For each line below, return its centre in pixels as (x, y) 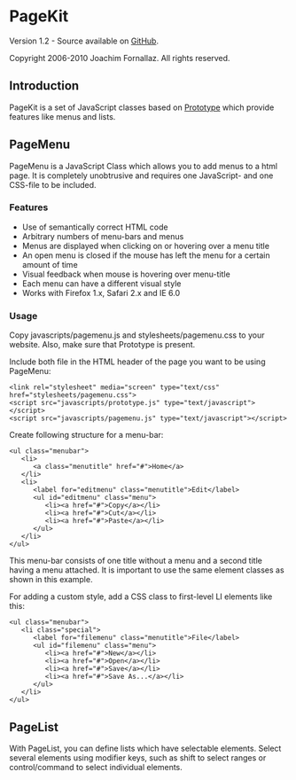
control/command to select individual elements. (96, 767)
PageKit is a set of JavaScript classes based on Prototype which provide (142, 107)
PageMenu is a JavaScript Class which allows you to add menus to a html (143, 166)
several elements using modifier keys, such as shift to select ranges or (138, 757)
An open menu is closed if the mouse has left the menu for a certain (146, 255)
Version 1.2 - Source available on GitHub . (84, 41)
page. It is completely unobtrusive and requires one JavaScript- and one (141, 175)
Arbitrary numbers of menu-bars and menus (103, 236)
